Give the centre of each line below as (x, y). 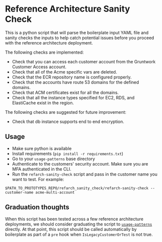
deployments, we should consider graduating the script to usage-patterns (79, 224)
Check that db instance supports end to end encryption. (68, 121)
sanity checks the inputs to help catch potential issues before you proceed (80, 38)
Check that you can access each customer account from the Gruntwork (84, 61)
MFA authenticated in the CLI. (42, 169)
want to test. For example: (38, 179)
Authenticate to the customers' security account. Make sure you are (80, 164)
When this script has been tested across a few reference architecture (74, 219)
